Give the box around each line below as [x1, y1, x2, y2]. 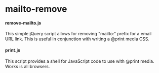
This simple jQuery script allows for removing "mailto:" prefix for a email [5, 31, 152, 37]
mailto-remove [5, 3, 68, 15]
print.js [5, 47, 21, 53]
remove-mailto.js [5, 20, 41, 25]
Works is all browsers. [5, 63, 50, 69]
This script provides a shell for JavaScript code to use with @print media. [5, 58, 155, 64]
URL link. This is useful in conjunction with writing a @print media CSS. [5, 36, 150, 42]
